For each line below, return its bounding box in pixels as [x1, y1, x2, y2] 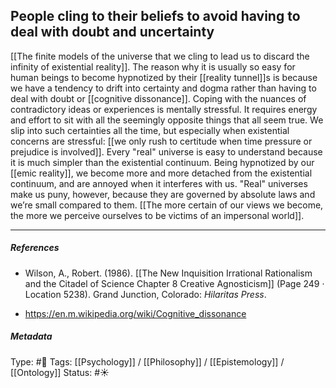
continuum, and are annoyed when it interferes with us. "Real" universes [10, 177, 308, 189]
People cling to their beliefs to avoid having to [10, 8, 301, 25]
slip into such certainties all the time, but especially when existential [10, 124, 290, 136]
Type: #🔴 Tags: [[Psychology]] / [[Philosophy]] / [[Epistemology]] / [10, 355, 285, 368]
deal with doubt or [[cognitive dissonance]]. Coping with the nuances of [10, 92, 307, 104]
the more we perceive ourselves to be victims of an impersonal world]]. [10, 209, 305, 221]
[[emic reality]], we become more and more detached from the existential [10, 167, 313, 179]
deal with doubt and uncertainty [10, 24, 215, 41]
